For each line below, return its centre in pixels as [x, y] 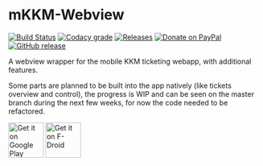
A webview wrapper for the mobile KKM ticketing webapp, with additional [130, 61]
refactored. [27, 111]
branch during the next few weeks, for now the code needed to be [118, 102]
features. [23, 69]
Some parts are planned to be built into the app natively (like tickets [120, 85]
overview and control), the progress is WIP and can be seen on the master [131, 93]
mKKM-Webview [66, 15]
